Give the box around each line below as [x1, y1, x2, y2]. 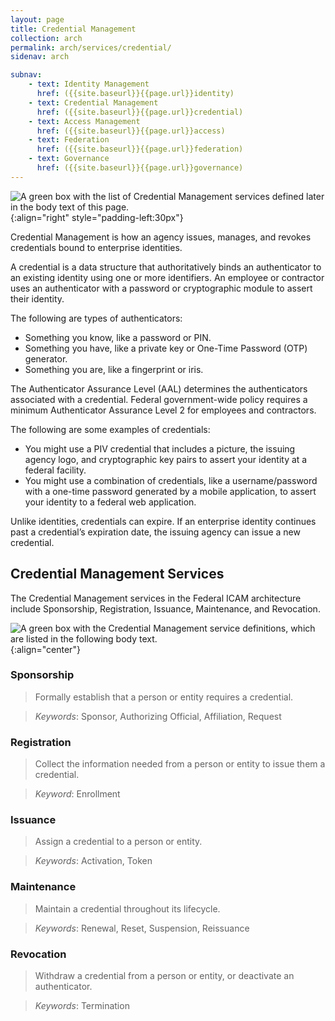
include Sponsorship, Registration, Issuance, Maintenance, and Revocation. [10, 602, 321, 615]
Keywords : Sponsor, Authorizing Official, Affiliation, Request [34, 710, 282, 722]
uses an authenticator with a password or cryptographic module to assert [10, 282, 313, 294]
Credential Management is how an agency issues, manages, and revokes [10, 231, 312, 243]
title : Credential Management [10, 24, 137, 34]
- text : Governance [28, 154, 110, 164]
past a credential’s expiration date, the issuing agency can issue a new [10, 526, 301, 538]
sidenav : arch [10, 52, 70, 62]
